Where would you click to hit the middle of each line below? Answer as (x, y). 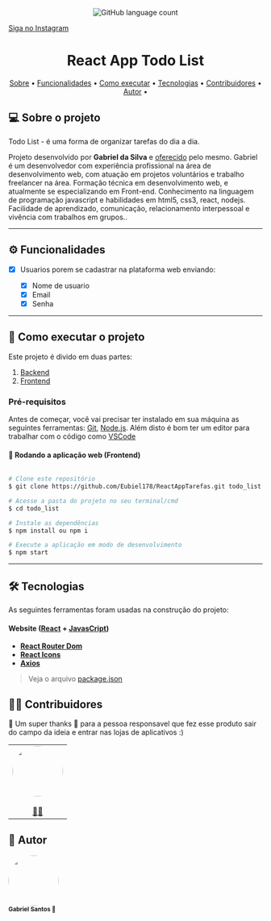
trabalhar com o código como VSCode (72, 436)
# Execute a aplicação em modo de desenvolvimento (95, 545)
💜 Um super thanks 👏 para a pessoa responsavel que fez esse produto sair (132, 723)
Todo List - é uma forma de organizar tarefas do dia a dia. (104, 141)
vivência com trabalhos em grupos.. (68, 217)
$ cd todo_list (34, 508)
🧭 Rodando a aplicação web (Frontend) (75, 455)
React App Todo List (135, 61)
